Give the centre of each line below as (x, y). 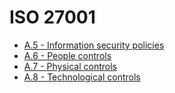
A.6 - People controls (67, 55)
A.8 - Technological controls (82, 77)
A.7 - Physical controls (70, 66)
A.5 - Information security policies (94, 45)
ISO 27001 (52, 17)
